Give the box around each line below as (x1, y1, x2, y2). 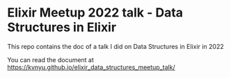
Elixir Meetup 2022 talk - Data (7, 5, 183, 21)
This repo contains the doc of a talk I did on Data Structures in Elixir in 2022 (7, 42, 224, 50)
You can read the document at (7, 55, 94, 64)
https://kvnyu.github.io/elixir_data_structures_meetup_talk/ (7, 63, 175, 71)
